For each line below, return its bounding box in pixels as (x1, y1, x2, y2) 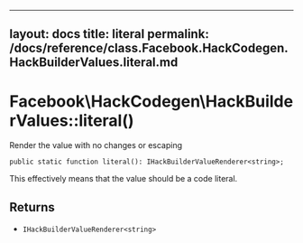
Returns (9, 200, 56, 215)
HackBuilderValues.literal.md (9, 55, 179, 70)
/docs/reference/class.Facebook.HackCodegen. (9, 41, 289, 56)
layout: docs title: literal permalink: (9, 26, 209, 42)
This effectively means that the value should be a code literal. (9, 173, 238, 184)
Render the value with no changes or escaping (9, 140, 183, 151)
